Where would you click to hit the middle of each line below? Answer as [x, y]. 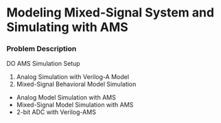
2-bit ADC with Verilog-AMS [56, 112]
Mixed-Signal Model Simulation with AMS [75, 105]
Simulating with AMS [67, 27]
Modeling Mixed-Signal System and [110, 13]
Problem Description [42, 49]
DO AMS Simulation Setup [43, 64]
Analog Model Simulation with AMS [66, 98]
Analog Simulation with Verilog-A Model [73, 77]
